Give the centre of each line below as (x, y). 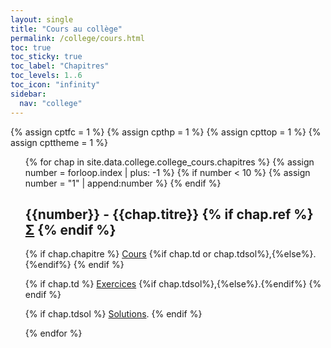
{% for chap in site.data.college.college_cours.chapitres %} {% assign (169, 162)
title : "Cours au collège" (66, 29)
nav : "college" (51, 103)
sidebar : (28, 94)
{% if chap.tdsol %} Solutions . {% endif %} (113, 314)
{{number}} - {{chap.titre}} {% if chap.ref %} (169, 214)
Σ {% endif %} (70, 229)
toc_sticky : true (46, 57)
